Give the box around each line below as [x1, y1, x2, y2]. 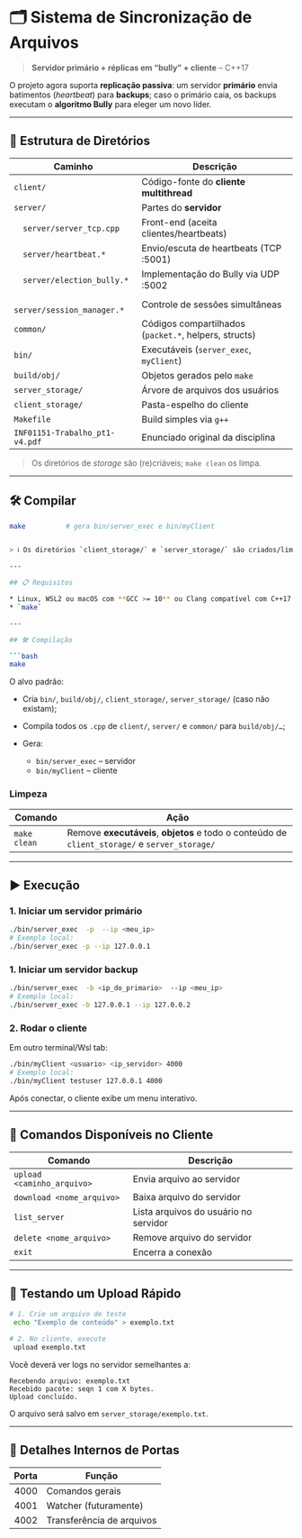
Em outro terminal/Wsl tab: [9, 1042, 108, 1053]
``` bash [9, 651, 39, 660]
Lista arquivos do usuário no [132, 1205, 253, 1217]
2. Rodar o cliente [9, 1022, 87, 1034]
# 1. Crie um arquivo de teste [9, 1310, 127, 1319]
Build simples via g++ [141, 413, 229, 425]
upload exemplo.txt [13, 1343, 87, 1352]
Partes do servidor [141, 201, 222, 214]
